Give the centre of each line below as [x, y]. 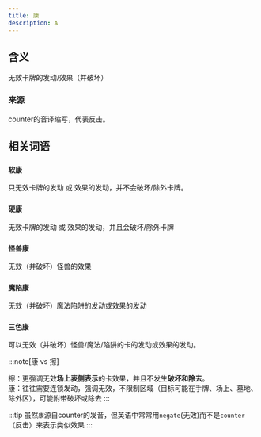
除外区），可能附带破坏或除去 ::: [59, 398]
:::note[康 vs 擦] [34, 362]
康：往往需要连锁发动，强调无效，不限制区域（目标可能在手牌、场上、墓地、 [133, 389]
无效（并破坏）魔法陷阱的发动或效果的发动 [78, 305]
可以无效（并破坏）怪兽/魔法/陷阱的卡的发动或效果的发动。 [104, 345]
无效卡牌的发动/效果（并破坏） [58, 78]
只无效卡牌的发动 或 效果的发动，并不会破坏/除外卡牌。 [98, 188]
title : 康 [24, 15]
